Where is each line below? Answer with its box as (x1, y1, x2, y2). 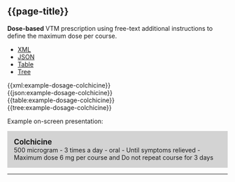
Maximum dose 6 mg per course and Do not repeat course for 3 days (13, 153, 214, 162)
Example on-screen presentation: (7, 117, 104, 125)
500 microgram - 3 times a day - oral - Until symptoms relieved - (13, 146, 201, 154)
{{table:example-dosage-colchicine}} (7, 96, 115, 104)
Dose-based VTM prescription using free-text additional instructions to (7, 24, 213, 32)
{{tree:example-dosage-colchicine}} (7, 103, 112, 111)
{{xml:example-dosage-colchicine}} (7, 80, 111, 90)
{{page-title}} (7, 6, 69, 17)
